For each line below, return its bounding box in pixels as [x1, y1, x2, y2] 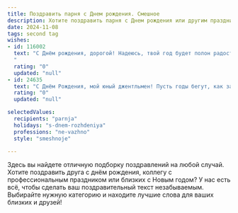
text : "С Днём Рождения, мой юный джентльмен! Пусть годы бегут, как [13, 83, 223, 90]
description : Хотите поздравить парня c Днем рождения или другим [7, 17, 208, 24]
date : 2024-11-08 [7, 23, 59, 30]
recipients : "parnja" [13, 115, 78, 122]
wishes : [7, 37, 30, 44]
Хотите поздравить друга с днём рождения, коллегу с [7, 168, 172, 177]
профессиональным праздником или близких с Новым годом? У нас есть [7, 175, 231, 184]
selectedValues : [7, 109, 55, 116]
